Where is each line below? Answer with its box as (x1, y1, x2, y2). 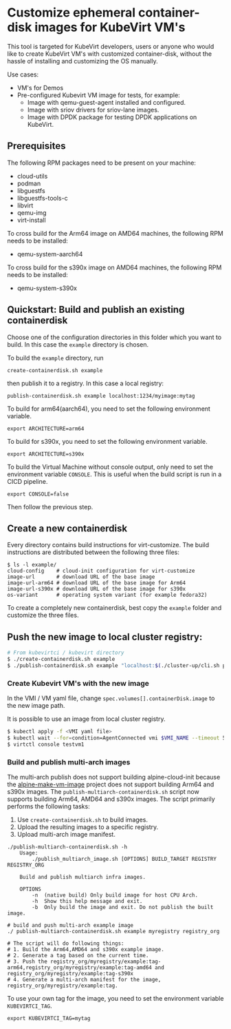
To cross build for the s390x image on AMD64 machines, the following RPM (7, 263, 222, 272)
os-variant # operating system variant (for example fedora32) (7, 591, 208, 599)
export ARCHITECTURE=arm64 (7, 425, 85, 432)
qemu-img (16, 208, 47, 216)
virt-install (16, 216, 46, 224)
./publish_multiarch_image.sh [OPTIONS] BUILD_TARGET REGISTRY (32, 856, 217, 863)
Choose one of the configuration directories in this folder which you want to (7, 333, 222, 341)
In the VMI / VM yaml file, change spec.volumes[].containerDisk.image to (7, 694, 215, 702)
